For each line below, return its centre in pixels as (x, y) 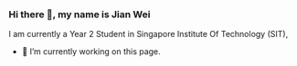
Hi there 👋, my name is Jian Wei (80, 14)
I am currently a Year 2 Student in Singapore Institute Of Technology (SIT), (148, 34)
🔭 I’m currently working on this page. (91, 52)
